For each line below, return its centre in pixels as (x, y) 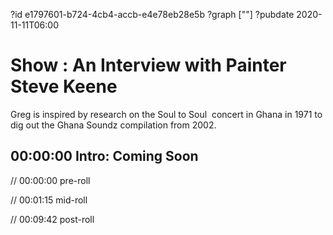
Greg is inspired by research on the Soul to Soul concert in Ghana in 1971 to (166, 114)
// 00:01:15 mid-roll (49, 200)
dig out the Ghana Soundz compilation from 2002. (113, 125)
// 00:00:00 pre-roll (50, 180)
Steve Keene (64, 86)
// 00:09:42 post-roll (52, 219)
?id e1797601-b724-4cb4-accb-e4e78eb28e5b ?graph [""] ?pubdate (152, 14)
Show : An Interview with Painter (148, 65)
